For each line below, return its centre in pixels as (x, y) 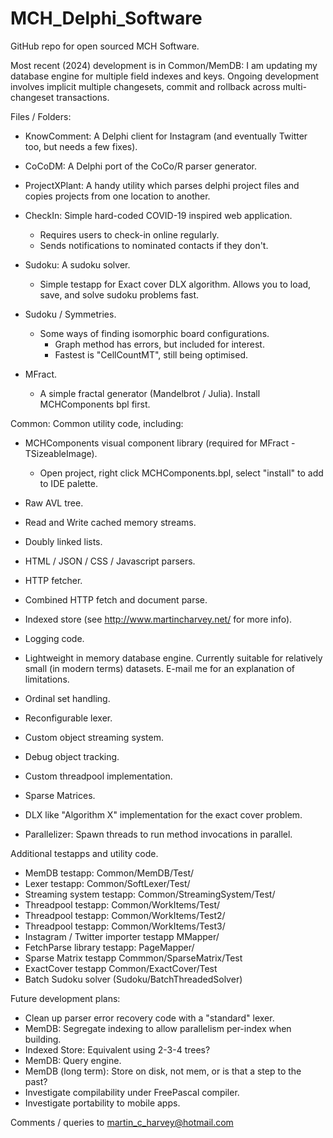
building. (43, 1039)
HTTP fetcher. (53, 580)
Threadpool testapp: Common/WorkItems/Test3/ (125, 926)
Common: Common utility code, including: (97, 423)
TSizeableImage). (61, 453)
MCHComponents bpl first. (95, 404)
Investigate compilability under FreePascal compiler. (132, 1092)
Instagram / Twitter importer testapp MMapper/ (122, 936)
